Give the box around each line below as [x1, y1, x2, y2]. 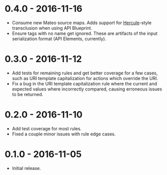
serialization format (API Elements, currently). [12, 36, 107, 42]
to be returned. [12, 91, 43, 97]
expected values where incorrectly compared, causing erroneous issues [12, 86, 162, 92]
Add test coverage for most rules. [12, 125, 82, 131]
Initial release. [12, 165, 41, 171]
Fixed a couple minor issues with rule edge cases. [12, 131, 116, 137]
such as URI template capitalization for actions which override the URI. [12, 75, 158, 81]
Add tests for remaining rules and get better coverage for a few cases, [12, 70, 158, 76]
